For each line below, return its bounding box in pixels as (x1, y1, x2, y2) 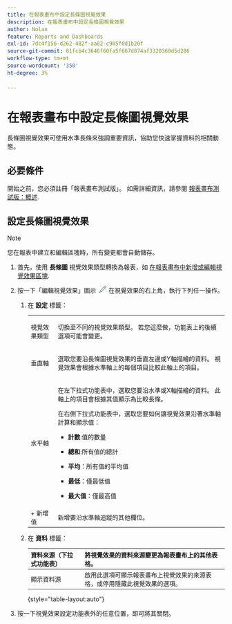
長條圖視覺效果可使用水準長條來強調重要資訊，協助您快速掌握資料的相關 (7, 134, 213, 142)
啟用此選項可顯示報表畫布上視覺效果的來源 (84, 571, 206, 579)
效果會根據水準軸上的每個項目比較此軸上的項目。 (64, 363, 204, 371)
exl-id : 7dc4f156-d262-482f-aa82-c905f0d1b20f (7, 40, 144, 48)
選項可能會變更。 (57, 331, 107, 340)
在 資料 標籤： (27, 534, 68, 542)
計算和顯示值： (57, 419, 101, 427)
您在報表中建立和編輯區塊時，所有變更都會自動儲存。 (7, 248, 159, 257)
